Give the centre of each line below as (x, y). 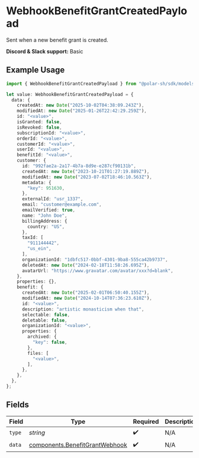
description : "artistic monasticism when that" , (83, 309)
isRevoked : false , (39, 127)
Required (146, 421)
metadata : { (36, 182)
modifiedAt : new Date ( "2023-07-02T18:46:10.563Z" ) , (87, 177)
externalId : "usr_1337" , (52, 199)
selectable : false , (46, 315)
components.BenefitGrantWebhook (78, 445)
